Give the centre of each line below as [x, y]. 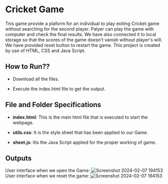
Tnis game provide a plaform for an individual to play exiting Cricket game [82, 23]
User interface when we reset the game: [47, 176]
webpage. [23, 122]
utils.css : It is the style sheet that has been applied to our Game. [80, 132]
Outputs [19, 158]
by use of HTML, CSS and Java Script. [45, 50]
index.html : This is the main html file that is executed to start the [80, 117]
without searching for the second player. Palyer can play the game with [80, 29]
